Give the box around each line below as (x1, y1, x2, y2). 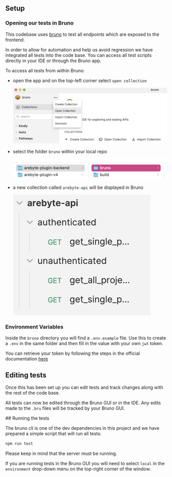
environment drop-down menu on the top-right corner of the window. (5, 466, 151, 472)
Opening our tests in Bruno (5, 20, 74, 27)
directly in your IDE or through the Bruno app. (5, 58, 102, 64)
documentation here (5, 356, 48, 362)
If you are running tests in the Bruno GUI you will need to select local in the (5, 460, 165, 466)
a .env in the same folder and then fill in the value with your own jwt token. (5, 340, 163, 347)
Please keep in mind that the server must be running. (5, 450, 117, 456)
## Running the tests (5, 415, 50, 421)
